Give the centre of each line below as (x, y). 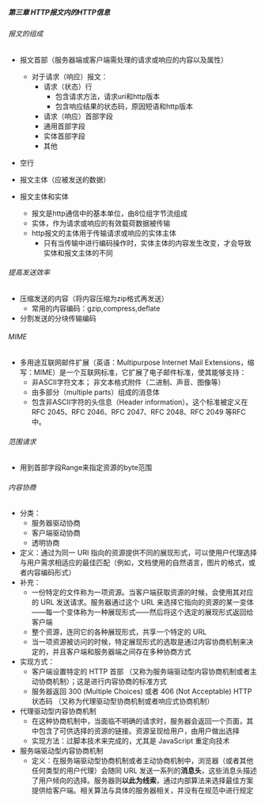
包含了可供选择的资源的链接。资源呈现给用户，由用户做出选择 (139, 731)
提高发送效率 (29, 273)
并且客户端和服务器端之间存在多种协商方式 (122, 652)
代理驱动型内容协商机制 (58, 711)
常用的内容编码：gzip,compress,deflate (96, 308)
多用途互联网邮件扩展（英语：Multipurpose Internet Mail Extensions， (133, 362)
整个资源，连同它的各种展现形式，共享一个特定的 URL (119, 632)
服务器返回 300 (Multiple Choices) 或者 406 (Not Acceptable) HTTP (142, 691)
